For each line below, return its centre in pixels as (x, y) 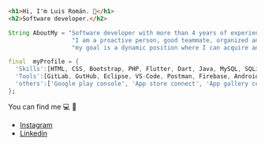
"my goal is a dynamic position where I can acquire (160, 47)
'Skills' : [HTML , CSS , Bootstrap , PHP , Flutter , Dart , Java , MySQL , (129, 69)
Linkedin (34, 133)
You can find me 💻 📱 (43, 106)
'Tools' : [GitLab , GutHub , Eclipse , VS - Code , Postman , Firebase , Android (137, 76)
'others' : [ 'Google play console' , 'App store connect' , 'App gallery (132, 84)
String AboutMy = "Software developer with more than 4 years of (118, 33)
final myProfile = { (44, 62)
